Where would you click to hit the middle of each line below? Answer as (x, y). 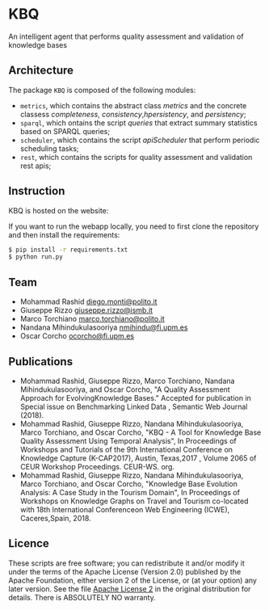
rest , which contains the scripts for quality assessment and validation (136, 157)
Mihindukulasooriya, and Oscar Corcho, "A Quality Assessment (125, 389)
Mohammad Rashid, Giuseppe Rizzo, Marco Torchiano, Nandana (127, 381)
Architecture (41, 71)
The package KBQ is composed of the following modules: (102, 90)
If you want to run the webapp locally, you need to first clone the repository (134, 226)
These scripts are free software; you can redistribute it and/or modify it (126, 563)
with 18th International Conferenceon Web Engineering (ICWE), (125, 509)
